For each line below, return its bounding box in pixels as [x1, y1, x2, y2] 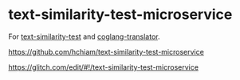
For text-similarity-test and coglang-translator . [8, 32, 160, 41]
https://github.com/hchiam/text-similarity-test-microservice [8, 47, 205, 56]
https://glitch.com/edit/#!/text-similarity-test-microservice [8, 62, 199, 72]
